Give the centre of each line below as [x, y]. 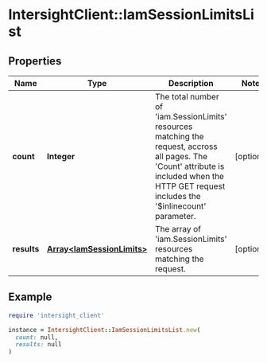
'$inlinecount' [180, 206]
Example [30, 297]
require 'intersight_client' [56, 315]
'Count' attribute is [190, 166]
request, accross [186, 146]
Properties [35, 61]
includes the [178, 196]
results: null [39, 345]
